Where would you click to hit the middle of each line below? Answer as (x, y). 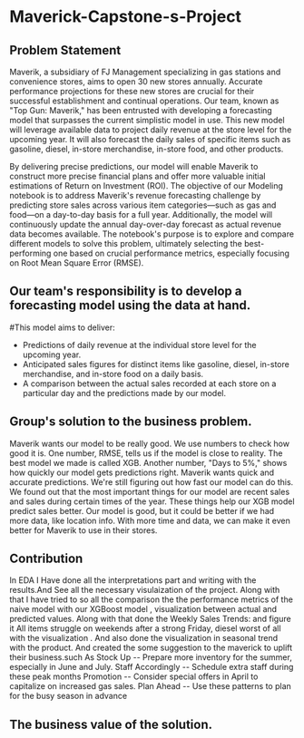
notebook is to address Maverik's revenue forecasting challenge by (135, 195)
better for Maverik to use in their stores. (83, 530)
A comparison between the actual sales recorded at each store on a (149, 384)
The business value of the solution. (111, 724)
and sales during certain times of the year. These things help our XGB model (152, 501)
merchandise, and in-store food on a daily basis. (113, 374)
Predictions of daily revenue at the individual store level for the (139, 345)
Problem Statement (65, 50)
